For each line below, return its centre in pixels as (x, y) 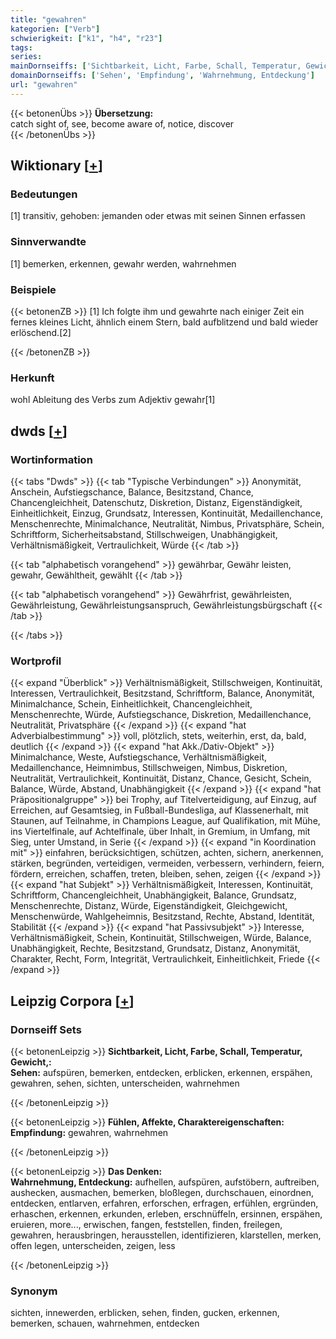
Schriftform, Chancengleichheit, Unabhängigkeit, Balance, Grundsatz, (153, 895)
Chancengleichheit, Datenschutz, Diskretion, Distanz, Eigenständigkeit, (156, 503)
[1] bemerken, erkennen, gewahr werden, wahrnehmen (123, 263)
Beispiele (33, 289)
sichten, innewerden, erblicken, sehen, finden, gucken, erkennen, (145, 1313)
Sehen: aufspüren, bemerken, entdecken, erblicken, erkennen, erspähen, (161, 1072)
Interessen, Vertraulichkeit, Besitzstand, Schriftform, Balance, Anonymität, (162, 693)
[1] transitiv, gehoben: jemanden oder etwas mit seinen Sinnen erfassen (158, 216)
